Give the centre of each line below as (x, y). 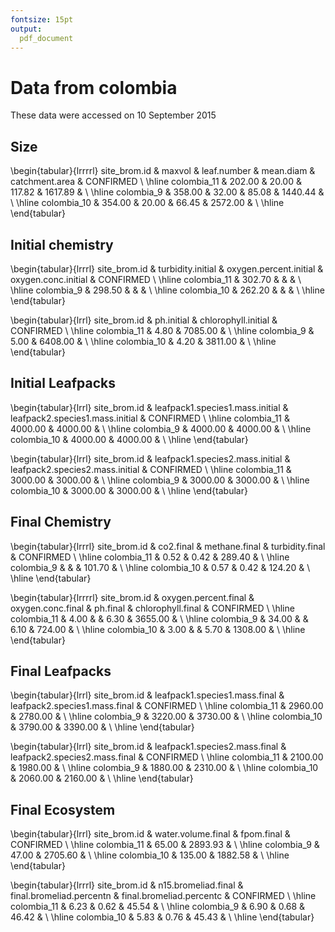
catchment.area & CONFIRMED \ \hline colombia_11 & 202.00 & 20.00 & (156, 182)
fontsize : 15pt (42, 19)
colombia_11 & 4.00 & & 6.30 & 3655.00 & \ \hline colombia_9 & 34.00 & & (159, 618)
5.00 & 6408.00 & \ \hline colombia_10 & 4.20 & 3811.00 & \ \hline (143, 341)
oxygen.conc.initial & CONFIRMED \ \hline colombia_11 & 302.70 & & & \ (156, 279)
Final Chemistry (61, 522)
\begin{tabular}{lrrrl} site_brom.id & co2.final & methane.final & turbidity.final (168, 546)
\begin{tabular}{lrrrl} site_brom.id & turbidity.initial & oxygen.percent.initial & (167, 268)
